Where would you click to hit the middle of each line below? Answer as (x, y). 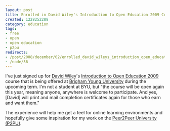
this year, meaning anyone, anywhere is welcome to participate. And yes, (81, 92)
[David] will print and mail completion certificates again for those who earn (83, 98)
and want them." (22, 103)
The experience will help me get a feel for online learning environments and (84, 113)
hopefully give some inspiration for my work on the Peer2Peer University (81, 118)
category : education (27, 24)
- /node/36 (17, 62)
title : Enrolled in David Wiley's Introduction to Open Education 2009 (82, 15)
